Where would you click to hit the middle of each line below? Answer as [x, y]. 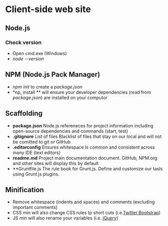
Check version [23, 42]
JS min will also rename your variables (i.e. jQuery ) [65, 218]
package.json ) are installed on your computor [60, 98]
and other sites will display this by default [55, 163]
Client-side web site [48, 9]
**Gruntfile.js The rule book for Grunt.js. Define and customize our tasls [88, 168]
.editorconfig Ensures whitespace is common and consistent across [84, 147]
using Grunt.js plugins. [36, 174]
